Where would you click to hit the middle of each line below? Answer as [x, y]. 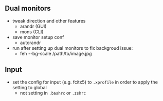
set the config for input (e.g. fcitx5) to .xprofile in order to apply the [85, 82]
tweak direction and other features [49, 21]
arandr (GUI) [33, 26]
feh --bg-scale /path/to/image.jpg [56, 53]
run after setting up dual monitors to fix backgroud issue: [73, 48]
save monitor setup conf [38, 37]
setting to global [29, 87]
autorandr [30, 43]
